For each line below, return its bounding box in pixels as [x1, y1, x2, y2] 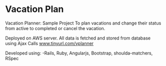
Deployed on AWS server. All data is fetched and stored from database [5, 35, 151, 41]
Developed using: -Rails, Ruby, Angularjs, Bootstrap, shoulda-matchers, [5, 50, 153, 56]
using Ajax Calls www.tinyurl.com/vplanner [5, 40, 94, 46]
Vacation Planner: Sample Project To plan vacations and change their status [5, 20, 161, 26]
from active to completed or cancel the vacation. [5, 25, 105, 31]
